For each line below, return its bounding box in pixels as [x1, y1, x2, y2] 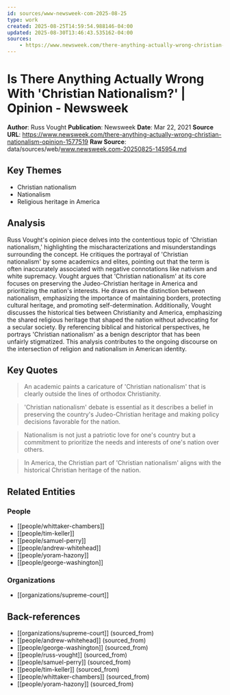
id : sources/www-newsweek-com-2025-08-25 [7, 10, 127, 17]
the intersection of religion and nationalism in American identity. [7, 344, 187, 353]
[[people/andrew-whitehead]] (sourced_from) [16, 636, 146, 644]
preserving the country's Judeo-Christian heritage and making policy [23, 410, 220, 418]
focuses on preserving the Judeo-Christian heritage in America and [7, 279, 198, 288]
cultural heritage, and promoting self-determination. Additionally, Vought [7, 301, 212, 309]
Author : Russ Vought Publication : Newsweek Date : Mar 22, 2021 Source [7, 123, 214, 131]
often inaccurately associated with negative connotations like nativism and [7, 264, 218, 273]
